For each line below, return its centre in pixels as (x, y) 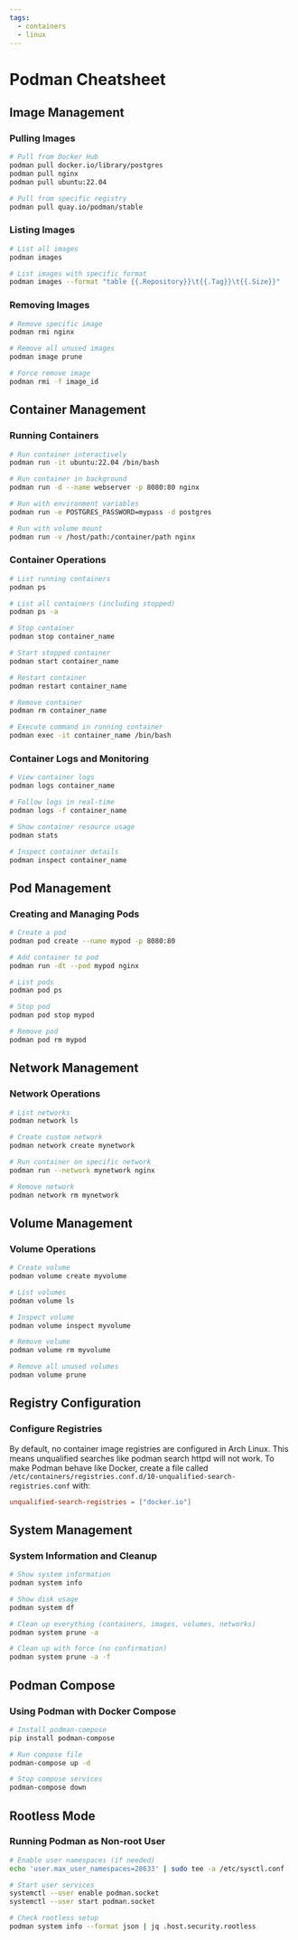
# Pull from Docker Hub (54, 157)
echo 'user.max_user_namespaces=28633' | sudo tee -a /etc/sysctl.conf (147, 1869)
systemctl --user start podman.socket (82, 1902)
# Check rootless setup (54, 1918)
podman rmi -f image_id (54, 381)
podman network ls (44, 1121)
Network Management (74, 1068)
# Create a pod (38, 933)
